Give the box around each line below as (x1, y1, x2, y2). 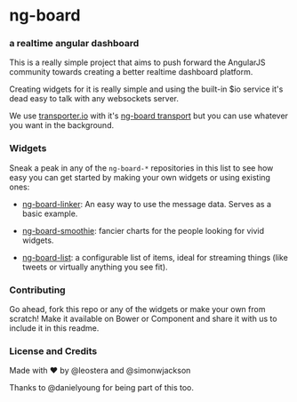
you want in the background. (9, 120, 114, 131)
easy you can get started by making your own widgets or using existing (9, 172, 271, 182)
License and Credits (9, 345, 98, 357)
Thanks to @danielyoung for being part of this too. (9, 382, 194, 393)
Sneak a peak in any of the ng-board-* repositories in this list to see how (9, 162, 274, 173)
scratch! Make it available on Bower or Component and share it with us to (9, 313, 277, 325)
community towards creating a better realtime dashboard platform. (9, 67, 253, 77)
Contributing (9, 284, 66, 296)
